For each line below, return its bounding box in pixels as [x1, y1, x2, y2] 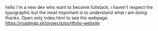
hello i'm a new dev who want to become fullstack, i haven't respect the [5, 4, 153, 10]
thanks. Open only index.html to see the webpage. [5, 15, 109, 20]
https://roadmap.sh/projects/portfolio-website [5, 20, 100, 26]
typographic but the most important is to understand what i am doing [5, 9, 147, 15]
